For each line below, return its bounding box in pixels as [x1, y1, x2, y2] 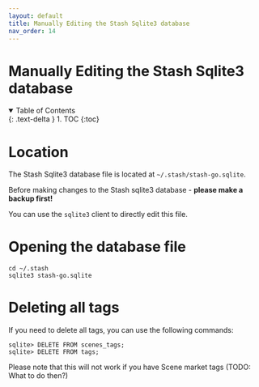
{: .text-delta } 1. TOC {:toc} [8, 114, 100, 124]
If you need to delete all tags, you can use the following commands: [8, 325, 234, 335]
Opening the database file [8, 238, 186, 256]
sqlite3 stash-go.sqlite [8, 272, 92, 280]
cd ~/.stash [8, 265, 49, 273]
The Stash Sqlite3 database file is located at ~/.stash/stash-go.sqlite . [8, 169, 246, 179]
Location [8, 142, 69, 161]
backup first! [8, 193, 53, 203]
